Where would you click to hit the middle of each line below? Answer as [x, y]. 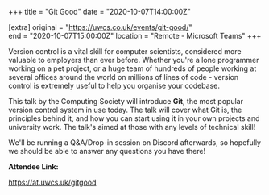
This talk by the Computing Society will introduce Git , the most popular [126, 101]
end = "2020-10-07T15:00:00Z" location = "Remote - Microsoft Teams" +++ [135, 36]
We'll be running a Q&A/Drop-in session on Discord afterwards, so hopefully [135, 143]
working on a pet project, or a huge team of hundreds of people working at [132, 68]
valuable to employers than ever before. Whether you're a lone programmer [134, 60]
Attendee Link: [33, 167]
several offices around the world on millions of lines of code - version [124, 77]
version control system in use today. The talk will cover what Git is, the [125, 110]
